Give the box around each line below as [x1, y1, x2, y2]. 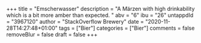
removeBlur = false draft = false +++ [6, 31, 98, 38]
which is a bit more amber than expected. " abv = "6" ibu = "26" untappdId [6, 12, 194, 19]
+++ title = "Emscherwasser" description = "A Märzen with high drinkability [6, 5, 196, 12]
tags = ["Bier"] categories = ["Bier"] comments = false [58, 24, 195, 31]
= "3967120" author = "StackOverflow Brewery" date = [6, 18, 145, 25]
